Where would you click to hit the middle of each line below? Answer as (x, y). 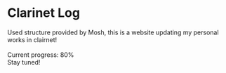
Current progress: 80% (41, 55)
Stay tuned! (24, 62)
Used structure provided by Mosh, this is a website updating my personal (113, 32)
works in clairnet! (32, 39)
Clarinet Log (44, 13)
